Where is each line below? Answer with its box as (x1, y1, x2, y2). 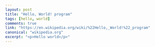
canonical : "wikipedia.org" (5, 30, 64, 35)
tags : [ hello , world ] (5, 16, 50, 21)
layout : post (5, 7, 32, 12)
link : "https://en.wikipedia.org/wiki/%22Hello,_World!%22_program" (5, 25, 151, 30)
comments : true (5, 21, 37, 26)
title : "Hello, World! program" (5, 12, 72, 17)
